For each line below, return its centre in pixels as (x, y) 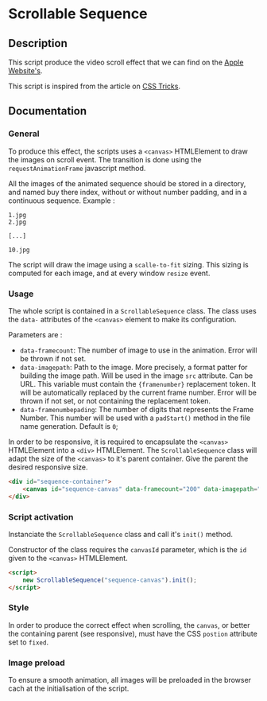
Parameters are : (35, 334)
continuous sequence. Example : (62, 201)
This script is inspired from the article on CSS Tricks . (95, 86)
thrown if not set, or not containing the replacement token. (115, 401)
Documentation (48, 111)
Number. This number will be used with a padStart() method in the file (135, 418)
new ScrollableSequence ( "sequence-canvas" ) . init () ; (110, 580)
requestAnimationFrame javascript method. (77, 168)
